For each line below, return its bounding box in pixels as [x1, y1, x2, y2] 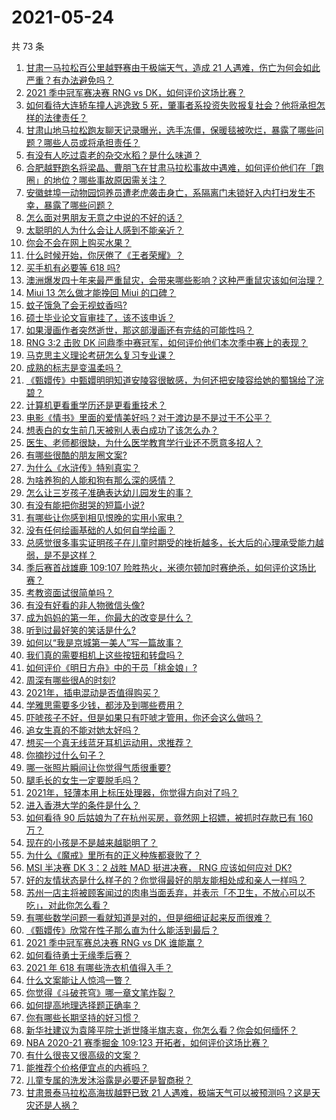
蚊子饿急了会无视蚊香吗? [25, 299, 128, 311]
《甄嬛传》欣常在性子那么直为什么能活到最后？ [25, 924, 219, 936]
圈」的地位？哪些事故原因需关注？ [25, 174, 167, 186]
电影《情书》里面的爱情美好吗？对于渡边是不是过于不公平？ [25, 411, 272, 423]
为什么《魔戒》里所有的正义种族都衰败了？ [25, 849, 202, 861]
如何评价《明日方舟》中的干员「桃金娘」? [25, 661, 198, 673]
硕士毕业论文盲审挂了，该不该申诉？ [25, 311, 176, 323]
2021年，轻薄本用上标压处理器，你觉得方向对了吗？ [25, 786, 239, 798]
